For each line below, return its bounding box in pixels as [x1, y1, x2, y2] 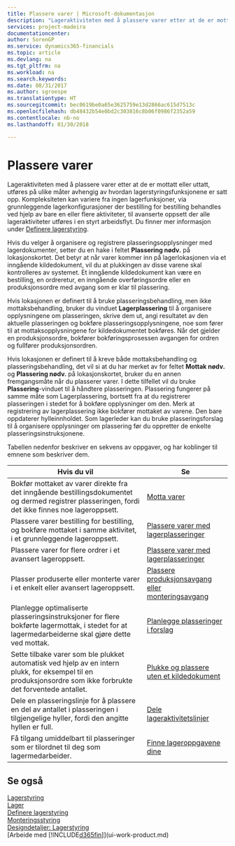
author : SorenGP [7, 36, 55, 43]
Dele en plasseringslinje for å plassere [10, 696, 136, 706]
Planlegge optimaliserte [10, 603, 89, 613]
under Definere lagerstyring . [7, 225, 89, 233]
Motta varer [146, 492, 185, 501]
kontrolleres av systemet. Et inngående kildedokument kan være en [7, 268, 201, 277]
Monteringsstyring [7, 816, 61, 824]
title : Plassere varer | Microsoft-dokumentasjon [7, 10, 155, 18]
